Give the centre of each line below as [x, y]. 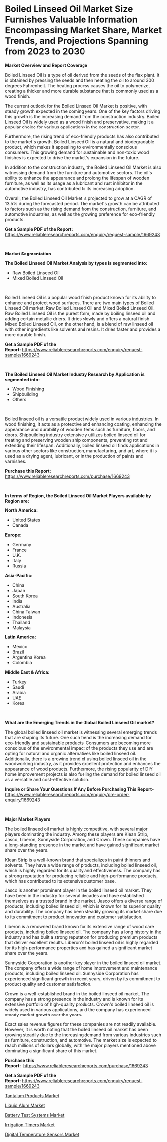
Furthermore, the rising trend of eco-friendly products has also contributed [82, 136]
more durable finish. [26, 334]
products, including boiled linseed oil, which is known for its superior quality [83, 906]
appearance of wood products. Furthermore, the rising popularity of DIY [79, 769]
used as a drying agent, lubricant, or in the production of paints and [74, 456]
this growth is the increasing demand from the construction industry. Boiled [83, 116]
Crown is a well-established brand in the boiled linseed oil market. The [77, 993]
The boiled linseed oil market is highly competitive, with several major [76, 829]
